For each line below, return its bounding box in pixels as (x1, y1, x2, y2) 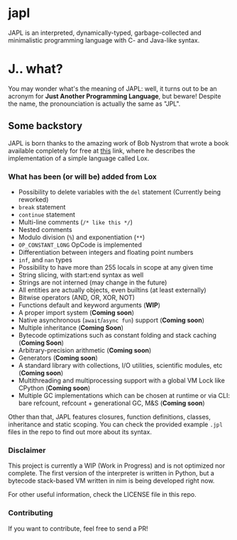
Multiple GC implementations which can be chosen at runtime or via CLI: (18, 391, 230, 400)
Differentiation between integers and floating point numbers (18, 248, 194, 256)
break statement (18, 202, 66, 211)
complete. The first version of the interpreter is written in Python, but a (8, 469, 215, 478)
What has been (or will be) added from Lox (8, 172, 157, 182)
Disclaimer (8, 445, 46, 455)
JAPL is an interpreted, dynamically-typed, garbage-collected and (8, 28, 202, 37)
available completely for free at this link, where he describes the (8, 146, 196, 155)
